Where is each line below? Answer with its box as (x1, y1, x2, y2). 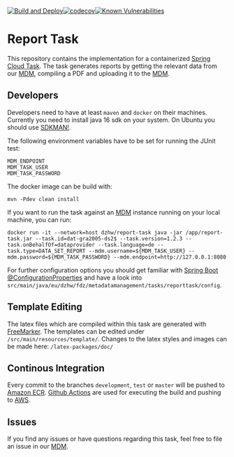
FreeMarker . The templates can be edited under (7, 327, 145, 336)
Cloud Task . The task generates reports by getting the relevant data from (7, 62, 218, 70)
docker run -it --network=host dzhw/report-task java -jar (7, 228, 183, 236)
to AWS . (7, 396, 31, 404)
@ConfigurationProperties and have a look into (7, 273, 142, 282)
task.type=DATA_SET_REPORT (7, 247, 86, 254)
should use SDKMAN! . (7, 123, 71, 131)
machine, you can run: (7, 215, 72, 224)
